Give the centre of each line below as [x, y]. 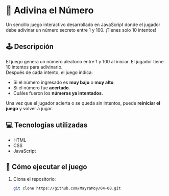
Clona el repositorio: [34, 179]
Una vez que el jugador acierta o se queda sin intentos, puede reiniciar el [83, 103]
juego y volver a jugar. [29, 108]
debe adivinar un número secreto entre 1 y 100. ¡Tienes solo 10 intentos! [81, 30]
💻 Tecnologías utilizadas [47, 125]
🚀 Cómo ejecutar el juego [46, 167]
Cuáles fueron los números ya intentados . [58, 93]
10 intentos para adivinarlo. [34, 67]
